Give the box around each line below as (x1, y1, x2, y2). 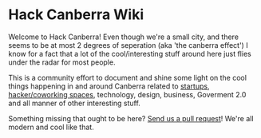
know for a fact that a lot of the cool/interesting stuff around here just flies (8, 49, 251, 58)
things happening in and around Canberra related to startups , (8, 81, 210, 91)
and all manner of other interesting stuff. (8, 98, 141, 108)
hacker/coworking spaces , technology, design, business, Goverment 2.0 (8, 89, 247, 99)
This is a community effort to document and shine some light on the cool (8, 73, 247, 82)
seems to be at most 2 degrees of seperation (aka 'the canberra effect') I (8, 40, 249, 49)
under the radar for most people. (8, 57, 116, 67)
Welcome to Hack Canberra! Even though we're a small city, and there (8, 32, 239, 41)
